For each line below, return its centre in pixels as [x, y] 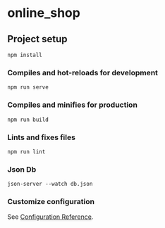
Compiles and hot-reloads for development [83, 72]
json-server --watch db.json [50, 184]
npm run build [28, 120]
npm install [25, 55]
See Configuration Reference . [50, 217]
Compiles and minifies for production [72, 105]
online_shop [44, 13]
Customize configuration [51, 202]
